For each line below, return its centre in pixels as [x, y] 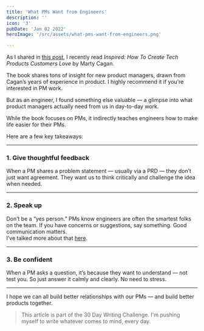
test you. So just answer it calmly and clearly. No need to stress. [87, 279]
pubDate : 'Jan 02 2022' [36, 29]
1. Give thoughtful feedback [48, 158]
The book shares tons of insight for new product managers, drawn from [96, 75]
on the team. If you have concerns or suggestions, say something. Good [97, 225]
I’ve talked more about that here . [47, 238]
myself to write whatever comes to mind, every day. [86, 321]
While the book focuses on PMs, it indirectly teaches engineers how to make [102, 118]
